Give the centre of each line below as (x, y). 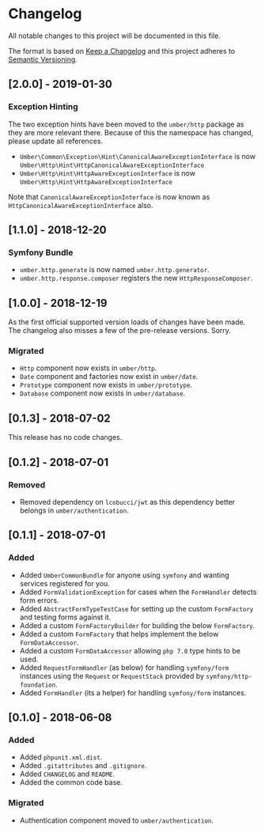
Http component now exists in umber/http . (88, 368)
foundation (38, 685)
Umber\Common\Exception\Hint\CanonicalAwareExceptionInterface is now (137, 156)
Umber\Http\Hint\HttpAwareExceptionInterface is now (108, 173)
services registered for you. (65, 583)
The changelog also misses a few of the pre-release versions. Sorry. (120, 331)
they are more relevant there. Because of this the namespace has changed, (131, 132)
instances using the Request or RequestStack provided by (112, 676)
